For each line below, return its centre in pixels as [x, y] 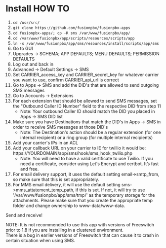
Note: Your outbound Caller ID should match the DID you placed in [87, 111]
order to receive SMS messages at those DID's [60, 127]
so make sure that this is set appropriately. [56, 179]
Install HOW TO [38, 9]
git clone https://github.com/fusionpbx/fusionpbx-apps [71, 28]
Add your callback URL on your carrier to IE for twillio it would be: [79, 148]
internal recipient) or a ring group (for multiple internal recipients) [86, 137]
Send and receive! [24, 215]
